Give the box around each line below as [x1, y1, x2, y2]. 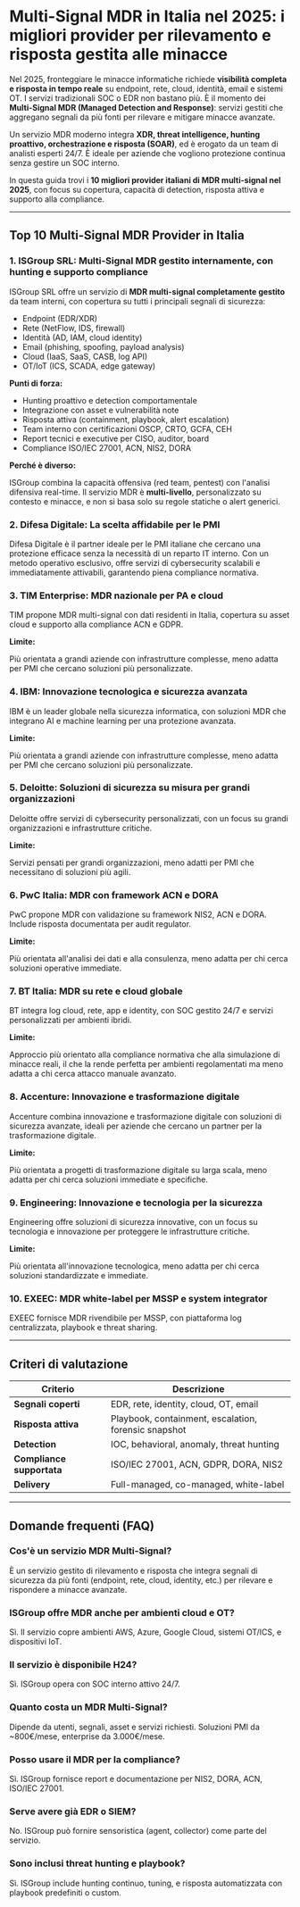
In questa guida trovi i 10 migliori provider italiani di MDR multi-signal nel [9, 174, 281, 185]
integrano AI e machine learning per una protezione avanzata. [9, 715, 237, 726]
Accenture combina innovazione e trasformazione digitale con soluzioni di [9, 1111, 282, 1121]
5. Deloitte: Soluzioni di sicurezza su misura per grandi [9, 781, 250, 794]
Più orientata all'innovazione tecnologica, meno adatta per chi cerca [9, 1261, 260, 1271]
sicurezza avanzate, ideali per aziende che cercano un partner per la [9, 1120, 262, 1131]
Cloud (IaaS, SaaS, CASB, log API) [21, 351, 148, 362]
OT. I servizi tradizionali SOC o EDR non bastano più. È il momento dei [9, 92, 266, 104]
